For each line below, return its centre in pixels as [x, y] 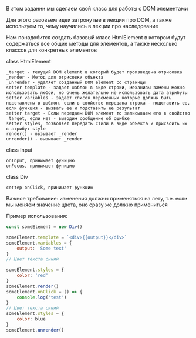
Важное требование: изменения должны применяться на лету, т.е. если [97, 198]
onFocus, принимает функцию [40, 166]
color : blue [31, 319]
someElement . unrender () [35, 330]
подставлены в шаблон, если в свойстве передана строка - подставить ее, [98, 103]
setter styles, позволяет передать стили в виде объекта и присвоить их [97, 123]
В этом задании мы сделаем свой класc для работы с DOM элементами [97, 9]
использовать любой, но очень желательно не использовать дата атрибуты [97, 93]
